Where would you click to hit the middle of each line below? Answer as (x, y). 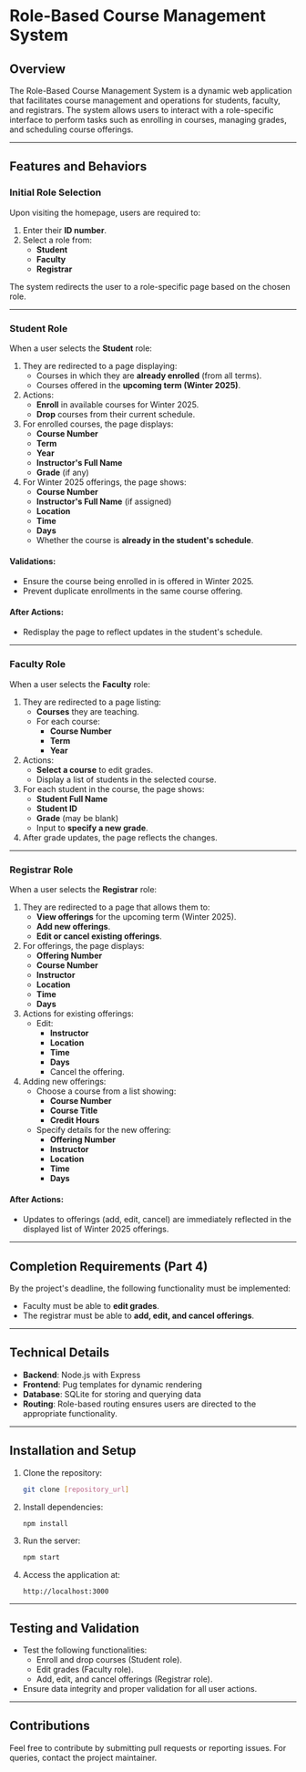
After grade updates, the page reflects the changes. (120, 837)
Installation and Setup (73, 1451)
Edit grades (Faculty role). (85, 1670)
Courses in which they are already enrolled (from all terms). (149, 376)
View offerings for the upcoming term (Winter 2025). (136, 916)
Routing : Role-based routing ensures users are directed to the (139, 1404)
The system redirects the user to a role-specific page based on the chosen (150, 286)
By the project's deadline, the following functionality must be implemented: (150, 1288)
